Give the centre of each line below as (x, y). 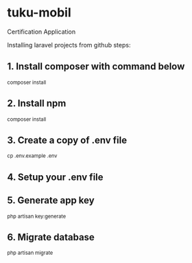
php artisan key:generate (37, 216)
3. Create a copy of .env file (67, 140)
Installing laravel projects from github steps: (69, 45)
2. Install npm (37, 103)
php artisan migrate (30, 253)
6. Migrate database (51, 237)
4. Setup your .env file (56, 177)
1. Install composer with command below (96, 67)
